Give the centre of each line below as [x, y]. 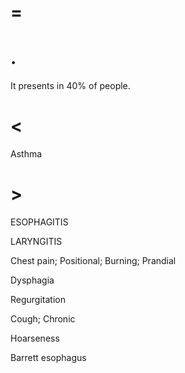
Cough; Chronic [43, 319]
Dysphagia [32, 280]
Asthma [26, 154]
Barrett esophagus [48, 357]
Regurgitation [38, 299]
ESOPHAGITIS [39, 222]
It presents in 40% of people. [70, 86]
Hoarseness [35, 338]
